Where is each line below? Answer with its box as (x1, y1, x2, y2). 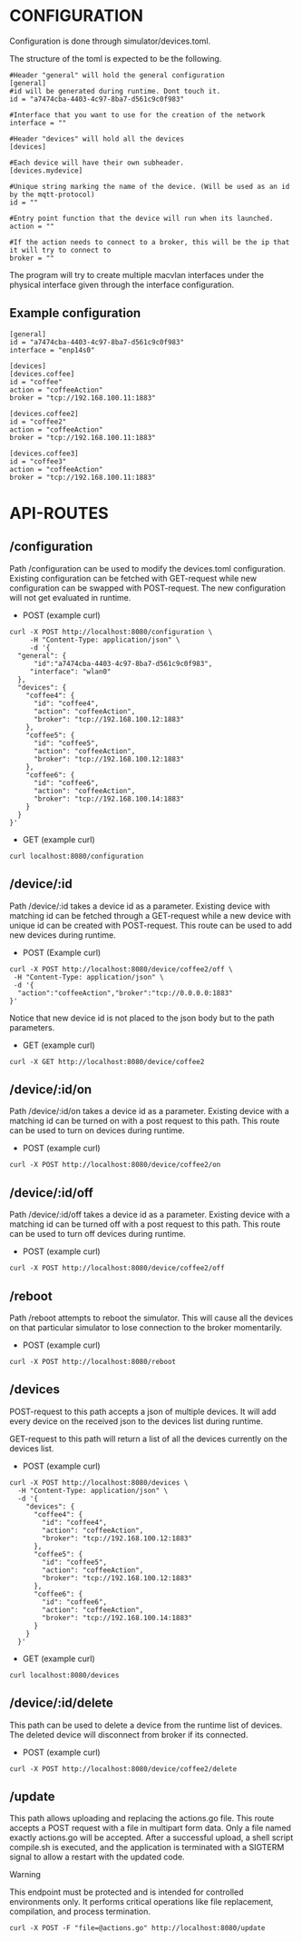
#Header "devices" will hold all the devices (9, 134, 184, 144)
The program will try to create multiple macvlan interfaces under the (9, 269, 265, 280)
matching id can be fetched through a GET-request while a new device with (9, 910, 292, 921)
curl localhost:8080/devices (9, 1670, 120, 1679)
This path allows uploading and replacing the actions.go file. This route (9, 1813, 275, 1824)
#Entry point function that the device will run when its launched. (9, 214, 274, 223)
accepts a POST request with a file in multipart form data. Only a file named (9, 1823, 292, 1834)
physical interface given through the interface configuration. (9, 279, 235, 290)
